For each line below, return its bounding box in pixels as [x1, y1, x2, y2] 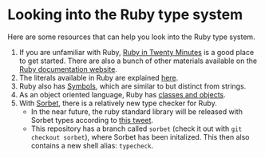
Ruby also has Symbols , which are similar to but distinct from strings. [18, 81, 247, 91]
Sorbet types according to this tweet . [30, 115, 153, 124]
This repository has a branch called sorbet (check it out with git [30, 124, 243, 133]
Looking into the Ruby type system [7, 6, 243, 24]
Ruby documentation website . [18, 64, 117, 73]
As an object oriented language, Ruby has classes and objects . [18, 89, 227, 99]
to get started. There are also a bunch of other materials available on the [18, 56, 257, 65]
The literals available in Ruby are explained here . [18, 73, 179, 82]
